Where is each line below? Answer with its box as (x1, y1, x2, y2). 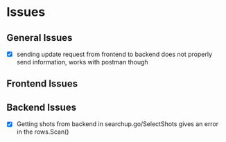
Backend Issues (6, 101, 77, 113)
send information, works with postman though (16, 58, 148, 66)
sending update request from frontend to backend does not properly (16, 50, 213, 58)
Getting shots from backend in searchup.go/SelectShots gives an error (16, 120, 219, 128)
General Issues (6, 32, 73, 44)
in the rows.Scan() (16, 127, 69, 136)
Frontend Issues (6, 78, 78, 90)
